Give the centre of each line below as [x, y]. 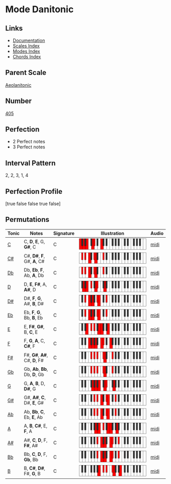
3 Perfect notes [29, 147]
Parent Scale [26, 73]
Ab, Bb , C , [34, 412]
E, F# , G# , [34, 326]
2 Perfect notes [29, 142]
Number [19, 101]
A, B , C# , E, [35, 426]
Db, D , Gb [34, 375]
